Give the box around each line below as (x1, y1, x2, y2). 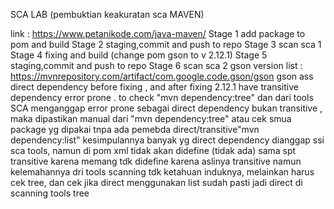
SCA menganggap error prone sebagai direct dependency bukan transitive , (10, 102, 323, 114)
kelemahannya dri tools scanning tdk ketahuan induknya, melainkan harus (10, 166, 315, 178)
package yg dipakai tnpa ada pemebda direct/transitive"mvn (10, 124, 260, 135)
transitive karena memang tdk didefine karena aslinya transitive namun (10, 155, 302, 167)
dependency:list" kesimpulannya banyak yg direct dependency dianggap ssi (10, 134, 325, 146)
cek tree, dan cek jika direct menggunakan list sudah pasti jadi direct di (10, 177, 303, 188)
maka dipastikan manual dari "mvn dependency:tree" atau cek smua (10, 113, 292, 124)
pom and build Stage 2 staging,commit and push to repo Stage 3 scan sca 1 (10, 39, 322, 50)
